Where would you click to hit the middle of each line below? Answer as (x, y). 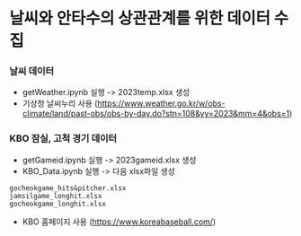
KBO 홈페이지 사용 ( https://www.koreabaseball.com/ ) (119, 222)
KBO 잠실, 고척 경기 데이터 (63, 138)
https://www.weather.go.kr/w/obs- (162, 103)
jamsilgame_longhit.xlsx (56, 196)
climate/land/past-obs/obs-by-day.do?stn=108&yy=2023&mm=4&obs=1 (156, 114)
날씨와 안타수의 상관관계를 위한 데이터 (140, 18)
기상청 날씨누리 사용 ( (60, 103)
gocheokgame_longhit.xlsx (58, 204)
